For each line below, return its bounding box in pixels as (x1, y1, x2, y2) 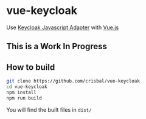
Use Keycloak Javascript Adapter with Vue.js (6, 24, 119, 31)
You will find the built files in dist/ (6, 106, 92, 113)
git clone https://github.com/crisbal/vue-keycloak (6, 78, 140, 84)
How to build (6, 62, 55, 72)
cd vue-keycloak (6, 84, 47, 90)
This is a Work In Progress (6, 41, 108, 52)
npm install (6, 89, 36, 95)
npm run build (6, 95, 43, 101)
